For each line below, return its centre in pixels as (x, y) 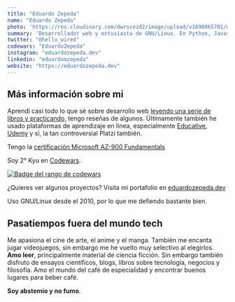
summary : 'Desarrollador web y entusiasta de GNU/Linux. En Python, (109, 33)
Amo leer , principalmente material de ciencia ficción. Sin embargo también (115, 255)
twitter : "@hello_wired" (43, 40)
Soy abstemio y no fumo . (44, 291)
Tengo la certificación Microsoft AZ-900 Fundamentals (86, 147)
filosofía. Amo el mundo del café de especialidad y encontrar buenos (107, 270)
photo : (17, 27)
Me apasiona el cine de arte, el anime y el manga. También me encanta (109, 240)
